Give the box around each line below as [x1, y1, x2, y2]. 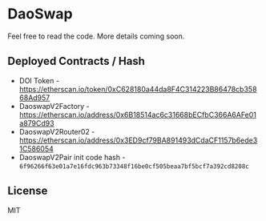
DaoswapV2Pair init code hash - [18, 152, 126, 162]
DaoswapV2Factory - [18, 101, 90, 110]
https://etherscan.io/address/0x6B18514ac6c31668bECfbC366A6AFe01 [18, 110, 257, 119]
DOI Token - [18, 75, 59, 85]
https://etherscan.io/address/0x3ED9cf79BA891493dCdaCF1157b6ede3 [18, 135, 258, 145]
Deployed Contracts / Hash [7, 54, 146, 68]
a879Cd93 [18, 118, 54, 128]
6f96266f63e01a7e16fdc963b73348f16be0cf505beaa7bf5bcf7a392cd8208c [18, 162, 249, 171]
